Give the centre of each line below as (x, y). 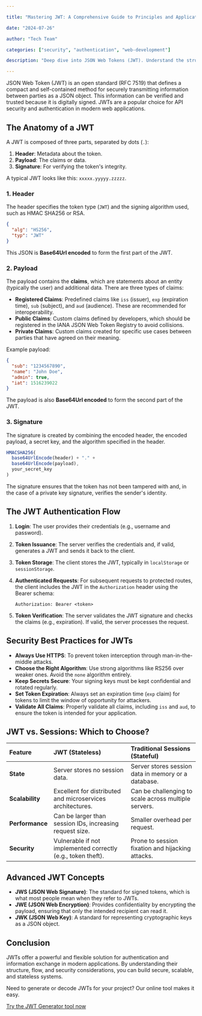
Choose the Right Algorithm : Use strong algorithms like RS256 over (99, 668)
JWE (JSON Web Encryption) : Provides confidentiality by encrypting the (105, 905)
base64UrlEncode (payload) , (45, 464)
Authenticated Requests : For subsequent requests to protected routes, (104, 580)
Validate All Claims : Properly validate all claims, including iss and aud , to (105, 706)
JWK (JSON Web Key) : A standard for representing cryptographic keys (103, 918)
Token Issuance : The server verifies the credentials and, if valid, (95, 544)
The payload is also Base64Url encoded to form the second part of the (95, 400)
